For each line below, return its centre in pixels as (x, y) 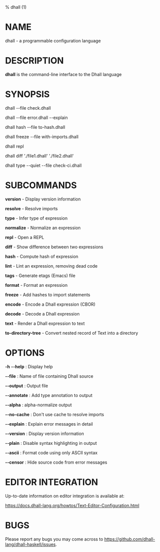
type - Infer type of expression (36, 218)
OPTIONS (25, 353)
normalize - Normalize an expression (43, 228)
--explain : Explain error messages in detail (49, 424)
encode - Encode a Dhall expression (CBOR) (50, 304)
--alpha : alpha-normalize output (39, 405)
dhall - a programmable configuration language (53, 40)
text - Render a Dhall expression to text (45, 323)
